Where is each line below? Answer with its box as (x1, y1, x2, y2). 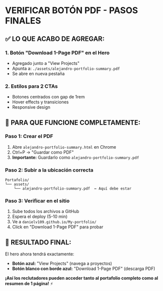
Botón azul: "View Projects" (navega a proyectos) (12, 261, 112, 267)
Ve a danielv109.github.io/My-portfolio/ (12, 219, 97, 225)
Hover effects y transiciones (12, 99, 69, 105)
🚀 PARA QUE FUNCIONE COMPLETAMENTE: (5, 118, 141, 127)
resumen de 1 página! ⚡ (5, 281, 54, 287)
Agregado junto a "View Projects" (12, 60, 80, 66)
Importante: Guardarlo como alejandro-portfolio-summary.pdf (12, 154, 140, 160)
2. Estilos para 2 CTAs (5, 83, 58, 90)
